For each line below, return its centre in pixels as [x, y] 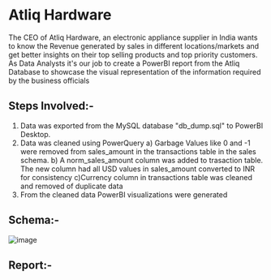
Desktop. [35, 134]
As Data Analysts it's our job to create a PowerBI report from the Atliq [124, 63]
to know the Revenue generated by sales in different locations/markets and [134, 45]
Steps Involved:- [52, 106]
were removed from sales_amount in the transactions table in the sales [138, 151]
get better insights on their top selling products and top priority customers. [133, 54]
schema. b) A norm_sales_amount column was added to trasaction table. [142, 160]
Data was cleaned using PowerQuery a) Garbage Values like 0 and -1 [135, 143]
